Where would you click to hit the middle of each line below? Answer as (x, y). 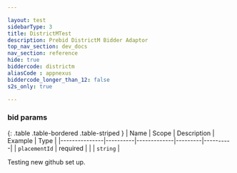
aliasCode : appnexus (40, 73)
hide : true (24, 60)
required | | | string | (89, 148)
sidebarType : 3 (30, 27)
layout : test (27, 20)
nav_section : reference (43, 53)
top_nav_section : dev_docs (47, 47)
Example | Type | (32, 140)
